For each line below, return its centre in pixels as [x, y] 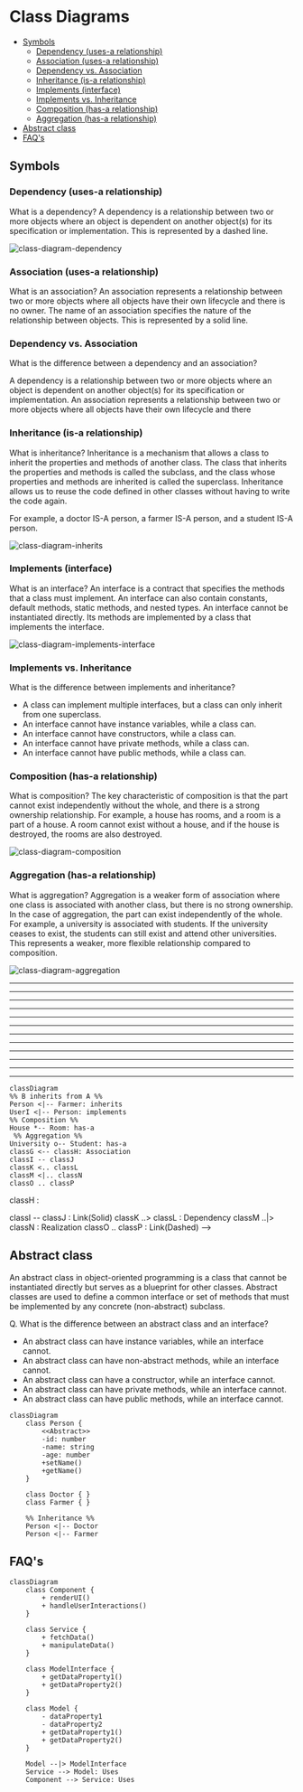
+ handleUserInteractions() [94, 1606]
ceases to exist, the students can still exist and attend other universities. [143, 934]
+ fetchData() [68, 1637]
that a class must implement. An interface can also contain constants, [138, 597]
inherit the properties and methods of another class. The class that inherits [148, 462]
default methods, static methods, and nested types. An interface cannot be [149, 607]
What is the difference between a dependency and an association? [133, 363]
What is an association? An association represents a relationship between [146, 291]
